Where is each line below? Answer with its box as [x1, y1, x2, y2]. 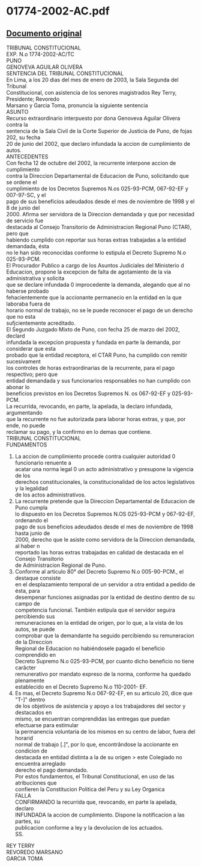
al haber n [14, 542, 40, 549]
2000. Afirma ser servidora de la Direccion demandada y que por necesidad [6, 211, 195, 218]
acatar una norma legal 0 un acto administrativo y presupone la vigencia [14, 466, 194, 472]
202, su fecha [6, 134, 41, 141]
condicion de [14, 747, 48, 754]
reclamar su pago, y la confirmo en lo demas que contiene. [6, 428, 152, 435]
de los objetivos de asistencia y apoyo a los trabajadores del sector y [14, 703, 186, 709]
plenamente [14, 677, 45, 684]
